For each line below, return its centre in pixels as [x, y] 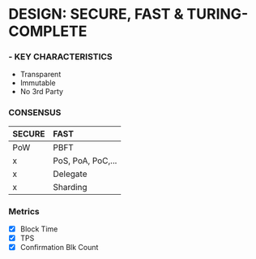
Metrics [24, 211]
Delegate [70, 174]
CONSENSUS [35, 113]
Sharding [70, 187]
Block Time [39, 229]
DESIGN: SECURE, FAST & [96, 14]
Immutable [38, 83]
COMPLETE [48, 31]
